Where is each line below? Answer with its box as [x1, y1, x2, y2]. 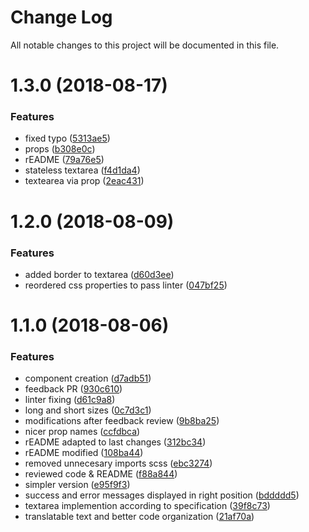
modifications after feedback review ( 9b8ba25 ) [24, 415, 220, 427]
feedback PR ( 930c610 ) [24, 383, 123, 395]
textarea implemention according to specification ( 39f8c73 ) [24, 500, 271, 512]
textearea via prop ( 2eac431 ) [24, 175, 145, 187]
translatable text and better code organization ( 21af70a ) [24, 511, 255, 523]
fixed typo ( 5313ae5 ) [24, 132, 111, 145]
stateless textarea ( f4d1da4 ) [24, 164, 141, 176]
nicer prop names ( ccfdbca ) [24, 426, 141, 438]
